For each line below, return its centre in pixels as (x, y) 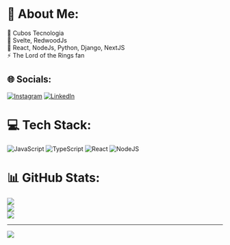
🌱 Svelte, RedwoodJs (37, 40)
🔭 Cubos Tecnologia (36, 33)
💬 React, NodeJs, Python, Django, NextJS (66, 47)
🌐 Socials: (29, 79)
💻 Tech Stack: (49, 125)
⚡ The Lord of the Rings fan (46, 55)
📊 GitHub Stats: (54, 177)
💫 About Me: (43, 14)
